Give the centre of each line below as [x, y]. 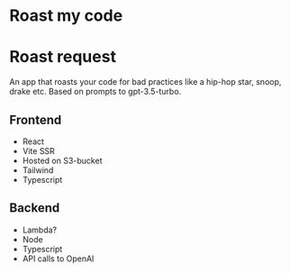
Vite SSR [39, 150]
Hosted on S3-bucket [62, 160]
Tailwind [38, 170]
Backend [35, 208]
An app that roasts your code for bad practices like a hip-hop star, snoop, [145, 82]
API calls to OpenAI [58, 259]
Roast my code [66, 16]
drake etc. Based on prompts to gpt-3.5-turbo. [95, 92]
